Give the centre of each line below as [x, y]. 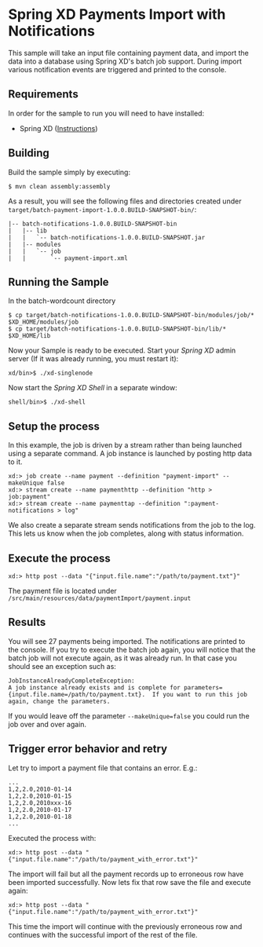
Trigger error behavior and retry [88, 749]
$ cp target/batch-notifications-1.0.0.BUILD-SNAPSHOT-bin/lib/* [117, 329]
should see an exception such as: [62, 666]
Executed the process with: [52, 838]
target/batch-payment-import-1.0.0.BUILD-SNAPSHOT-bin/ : [102, 209]
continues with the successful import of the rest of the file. [103, 934]
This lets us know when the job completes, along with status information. [126, 534]
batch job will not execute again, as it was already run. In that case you [122, 658]
